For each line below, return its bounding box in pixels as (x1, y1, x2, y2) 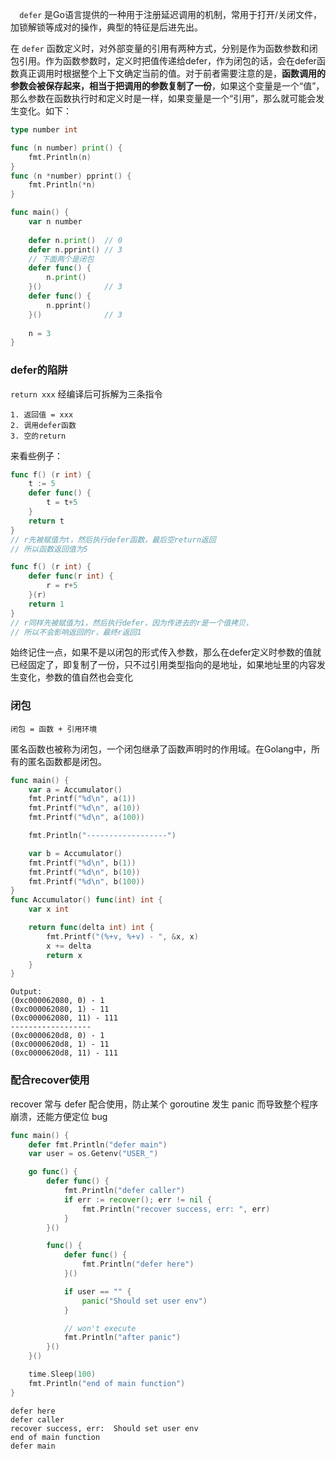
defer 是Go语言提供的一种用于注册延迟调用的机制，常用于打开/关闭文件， (19, 9, 322, 20)
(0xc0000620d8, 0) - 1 (10, 1031, 105, 1041)
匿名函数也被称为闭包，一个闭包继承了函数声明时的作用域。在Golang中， (10, 743, 312, 755)
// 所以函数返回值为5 (10, 544, 88, 554)
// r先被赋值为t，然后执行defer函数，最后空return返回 (10, 534, 217, 545)
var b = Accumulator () (28, 848, 123, 858)
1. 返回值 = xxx (10, 409, 74, 420)
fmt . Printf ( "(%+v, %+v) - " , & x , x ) (46, 931, 199, 942)
